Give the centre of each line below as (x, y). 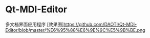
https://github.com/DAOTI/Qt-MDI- (100, 24)
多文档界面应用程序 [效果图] (35, 24)
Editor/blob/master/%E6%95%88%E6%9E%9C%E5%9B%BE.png (75, 30)
